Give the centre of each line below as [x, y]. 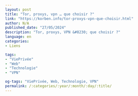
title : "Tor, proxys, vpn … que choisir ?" [50, 14]
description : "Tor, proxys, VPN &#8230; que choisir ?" [63, 32]
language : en [18, 37]
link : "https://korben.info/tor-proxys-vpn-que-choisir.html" [69, 19]
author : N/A [17, 23]
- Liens [13, 46]
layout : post [18, 10]
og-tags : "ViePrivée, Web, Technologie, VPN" [52, 82]
